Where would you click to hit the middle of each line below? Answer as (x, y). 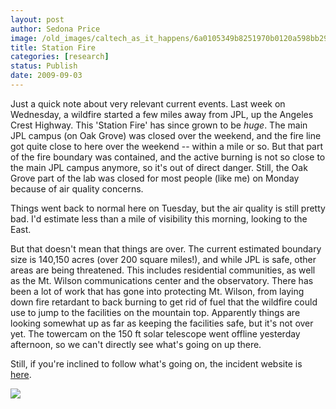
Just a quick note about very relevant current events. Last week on (148, 103)
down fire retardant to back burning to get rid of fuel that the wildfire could (164, 302)
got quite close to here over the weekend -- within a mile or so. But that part (167, 146)
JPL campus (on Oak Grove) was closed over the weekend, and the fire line (166, 135)
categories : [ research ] (60, 57)
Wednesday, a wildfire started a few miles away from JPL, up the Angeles (162, 114)
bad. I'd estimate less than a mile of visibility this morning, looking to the (159, 218)
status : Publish (44, 66)
